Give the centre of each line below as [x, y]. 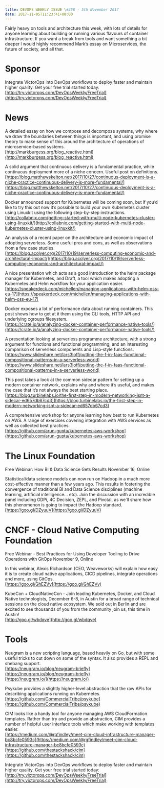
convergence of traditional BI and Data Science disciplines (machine [74, 489]
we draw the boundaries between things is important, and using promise [78, 136]
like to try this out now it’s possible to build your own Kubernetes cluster [77, 207]
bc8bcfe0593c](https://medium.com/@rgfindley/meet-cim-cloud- [71, 740]
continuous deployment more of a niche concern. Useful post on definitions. [82, 172]
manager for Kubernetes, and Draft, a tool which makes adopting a [72, 278]
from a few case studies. [30, 248]
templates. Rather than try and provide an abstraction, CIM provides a [75, 719]
